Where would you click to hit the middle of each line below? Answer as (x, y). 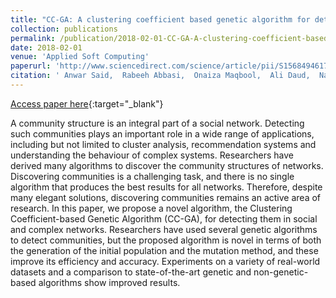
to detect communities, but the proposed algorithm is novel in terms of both (166, 240)
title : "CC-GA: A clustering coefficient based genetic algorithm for (160, 19)
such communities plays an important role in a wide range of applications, (162, 133)
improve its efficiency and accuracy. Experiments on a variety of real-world (165, 261)
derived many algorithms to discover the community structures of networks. (167, 165)
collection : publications (64, 29)
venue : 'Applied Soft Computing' (80, 57)
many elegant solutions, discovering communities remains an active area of (166, 197)
